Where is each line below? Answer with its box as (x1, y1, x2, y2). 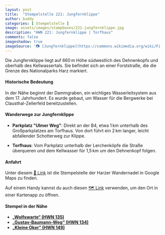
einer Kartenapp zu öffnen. (5, 192, 60, 198)
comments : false (5, 35, 38, 40)
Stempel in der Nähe (5, 203, 48, 209)
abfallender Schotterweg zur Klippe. (12, 133, 86, 139)
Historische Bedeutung (5, 79, 54, 85)
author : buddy (5, 16, 34, 21)
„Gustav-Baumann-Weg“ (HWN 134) (12, 219, 89, 225)
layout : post (5, 7, 32, 12)
